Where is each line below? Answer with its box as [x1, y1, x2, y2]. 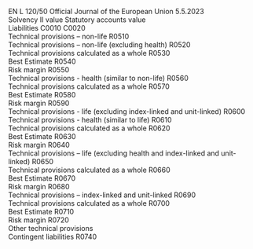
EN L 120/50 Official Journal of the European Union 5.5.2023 [8, 7, 204, 16]
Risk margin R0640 [8, 141, 71, 149]
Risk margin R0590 [8, 98, 70, 108]
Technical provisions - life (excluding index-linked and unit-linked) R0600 [8, 107, 246, 116]
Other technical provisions [8, 224, 93, 233]
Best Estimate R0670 [8, 174, 76, 183]
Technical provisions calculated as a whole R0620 [8, 123, 170, 133]
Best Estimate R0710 [8, 207, 75, 216]
